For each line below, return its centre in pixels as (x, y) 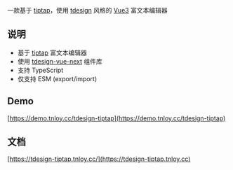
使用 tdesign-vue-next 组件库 (60, 61)
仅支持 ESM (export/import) (57, 78)
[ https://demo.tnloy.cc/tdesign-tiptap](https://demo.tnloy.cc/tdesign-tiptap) (116, 118)
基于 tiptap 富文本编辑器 (52, 52)
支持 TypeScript (40, 70)
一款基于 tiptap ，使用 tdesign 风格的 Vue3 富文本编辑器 (87, 10)
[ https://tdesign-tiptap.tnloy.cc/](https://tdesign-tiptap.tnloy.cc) (99, 159)
